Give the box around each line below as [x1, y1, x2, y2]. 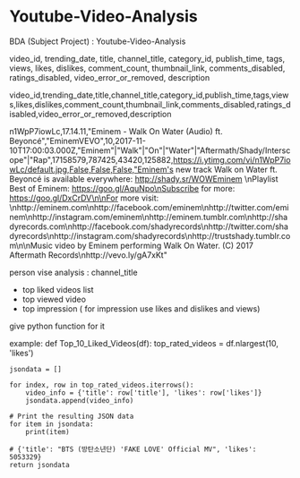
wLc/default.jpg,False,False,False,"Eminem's [9, 164, 175, 175]
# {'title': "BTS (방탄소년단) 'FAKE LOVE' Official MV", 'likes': [9, 445, 257, 454]
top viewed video [21, 294, 87, 304]
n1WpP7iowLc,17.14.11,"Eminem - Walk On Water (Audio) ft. [9, 125, 223, 136]
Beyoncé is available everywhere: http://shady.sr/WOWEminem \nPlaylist [9, 173, 279, 184]
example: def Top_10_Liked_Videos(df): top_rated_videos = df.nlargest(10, [9, 337, 279, 348]
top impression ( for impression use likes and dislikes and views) [21, 303, 261, 314]
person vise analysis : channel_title [9, 267, 138, 277]
